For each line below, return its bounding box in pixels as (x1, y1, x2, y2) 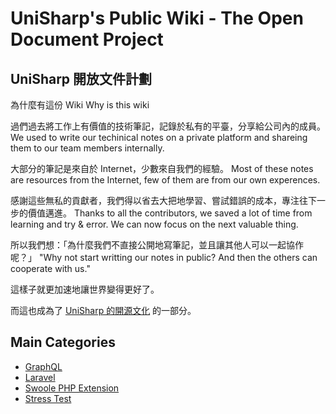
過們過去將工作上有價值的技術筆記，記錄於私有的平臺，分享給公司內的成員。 (10, 120, 326, 132)
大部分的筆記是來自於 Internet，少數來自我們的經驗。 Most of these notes (10, 163, 314, 174)
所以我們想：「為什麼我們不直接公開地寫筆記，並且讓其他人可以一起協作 (10, 239, 304, 251)
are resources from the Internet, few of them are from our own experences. (10, 174, 321, 186)
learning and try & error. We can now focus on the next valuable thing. (10, 218, 299, 230)
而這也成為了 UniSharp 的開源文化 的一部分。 (10, 305, 197, 316)
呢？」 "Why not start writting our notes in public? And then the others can (10, 252, 318, 263)
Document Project (10, 28, 164, 51)
